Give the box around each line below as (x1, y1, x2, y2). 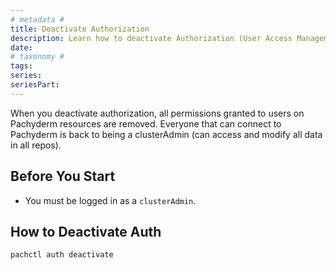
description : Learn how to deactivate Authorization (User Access (10, 33, 293, 43)
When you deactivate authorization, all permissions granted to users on (10, 107, 305, 119)
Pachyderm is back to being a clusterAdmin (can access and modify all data (10, 128, 323, 140)
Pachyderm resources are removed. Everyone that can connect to (10, 117, 282, 130)
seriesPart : (10, 80, 60, 90)
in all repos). (10, 139, 62, 151)
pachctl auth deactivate (10, 250, 114, 260)
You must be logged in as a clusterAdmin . (24, 194, 197, 206)
